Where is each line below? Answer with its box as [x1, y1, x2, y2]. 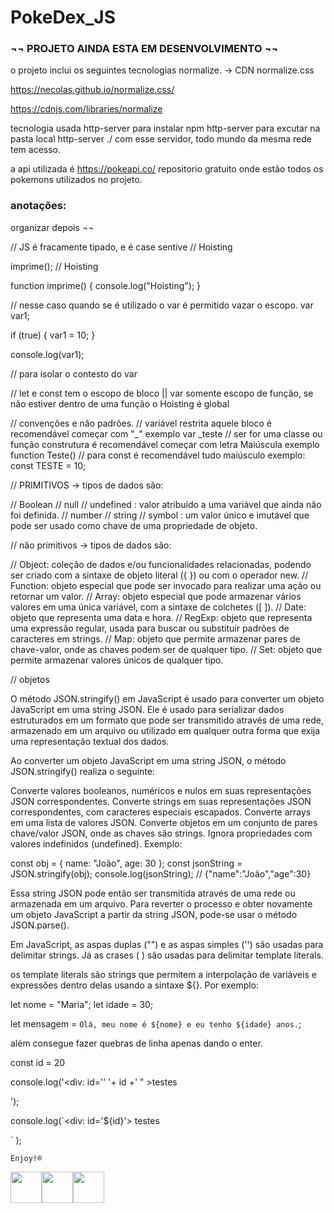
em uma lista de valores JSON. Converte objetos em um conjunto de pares [10, 816, 318, 828]
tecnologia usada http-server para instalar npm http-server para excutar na [10, 122, 321, 135]
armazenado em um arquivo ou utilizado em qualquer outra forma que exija [10, 724, 321, 736]
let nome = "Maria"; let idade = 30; [10, 998, 154, 1010]
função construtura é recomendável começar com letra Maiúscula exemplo [10, 438, 320, 450]
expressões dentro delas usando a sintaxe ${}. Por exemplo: [10, 979, 260, 991]
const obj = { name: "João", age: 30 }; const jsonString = [10, 857, 243, 869]
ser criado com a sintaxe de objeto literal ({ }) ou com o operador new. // [10, 569, 309, 581]
